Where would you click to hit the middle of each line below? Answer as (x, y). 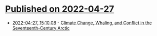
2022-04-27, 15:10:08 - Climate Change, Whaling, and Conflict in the (82, 23)
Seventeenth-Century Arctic (41, 28)
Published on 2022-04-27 (60, 9)
